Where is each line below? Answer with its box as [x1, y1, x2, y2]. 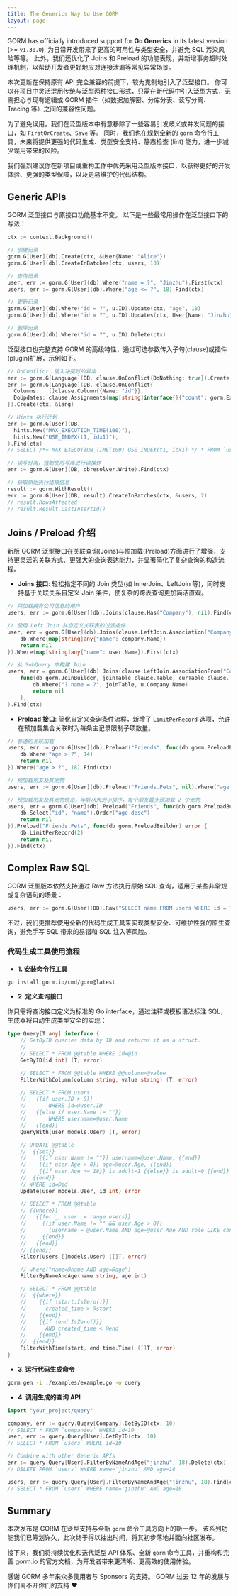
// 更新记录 [7, 299, 39, 306]
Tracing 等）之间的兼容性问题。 [7, 104, 100, 113]
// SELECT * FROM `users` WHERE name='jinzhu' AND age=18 [7, 1485, 182, 1492]
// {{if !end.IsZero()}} [20, 1318, 103, 1326]
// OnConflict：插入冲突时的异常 [7, 368, 97, 375]
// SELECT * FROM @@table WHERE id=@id [20, 1050, 138, 1057]
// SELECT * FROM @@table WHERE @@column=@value [20, 1069, 166, 1077]
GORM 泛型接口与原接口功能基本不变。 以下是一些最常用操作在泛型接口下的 [7, 211, 229, 219]
